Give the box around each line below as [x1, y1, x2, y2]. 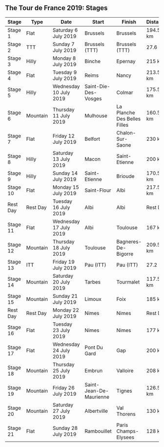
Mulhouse [84, 112, 107, 119]
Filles [116, 121, 128, 128]
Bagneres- [116, 238, 142, 245]
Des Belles [116, 115, 141, 122]
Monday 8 [52, 55, 76, 62]
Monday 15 [52, 183, 80, 190]
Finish [122, 18, 137, 25]
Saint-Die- [84, 83, 111, 89]
